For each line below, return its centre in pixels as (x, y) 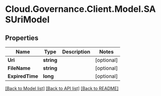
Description (76, 52)
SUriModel (27, 20)
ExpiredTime (23, 76)
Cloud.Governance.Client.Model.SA (80, 9)
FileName (19, 68)
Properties (22, 38)
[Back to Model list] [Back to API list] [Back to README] (62, 88)
